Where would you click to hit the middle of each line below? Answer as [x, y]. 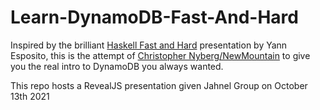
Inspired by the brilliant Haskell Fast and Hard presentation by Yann [149, 45]
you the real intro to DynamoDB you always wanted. [117, 66]
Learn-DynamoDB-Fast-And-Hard [154, 17]
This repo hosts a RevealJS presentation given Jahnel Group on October [159, 85]
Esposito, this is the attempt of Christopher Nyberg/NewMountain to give [160, 55]
